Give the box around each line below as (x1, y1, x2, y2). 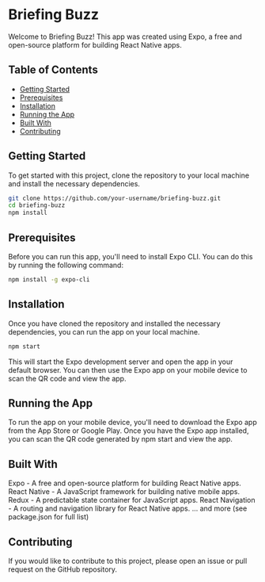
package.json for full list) (8, 512, 89, 522)
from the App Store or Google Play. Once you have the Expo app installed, (8, 426, 249, 435)
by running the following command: (8, 260, 124, 270)
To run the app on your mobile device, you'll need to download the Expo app (8, 418, 257, 427)
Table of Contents (8, 63, 99, 77)
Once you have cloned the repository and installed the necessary (8, 319, 221, 328)
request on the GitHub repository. (8, 565, 117, 574)
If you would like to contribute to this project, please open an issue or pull (8, 557, 248, 565)
